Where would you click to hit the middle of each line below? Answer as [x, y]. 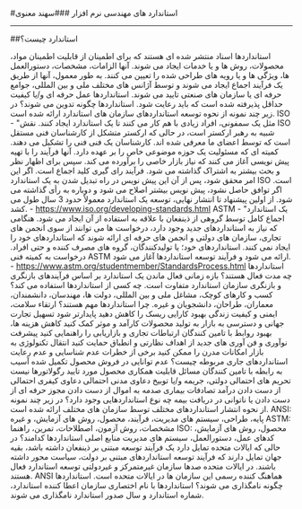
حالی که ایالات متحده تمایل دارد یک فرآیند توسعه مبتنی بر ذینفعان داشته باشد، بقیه [146, 447]
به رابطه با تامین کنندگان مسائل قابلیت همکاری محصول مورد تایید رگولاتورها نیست [147, 371]
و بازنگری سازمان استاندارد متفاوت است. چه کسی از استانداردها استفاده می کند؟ [146, 285]
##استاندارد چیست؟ [44, 39]
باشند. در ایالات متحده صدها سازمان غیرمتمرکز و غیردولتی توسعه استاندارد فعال [143, 466]
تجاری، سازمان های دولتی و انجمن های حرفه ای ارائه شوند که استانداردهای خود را [146, 237]
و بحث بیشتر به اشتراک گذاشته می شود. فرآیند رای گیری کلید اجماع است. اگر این [145, 171]
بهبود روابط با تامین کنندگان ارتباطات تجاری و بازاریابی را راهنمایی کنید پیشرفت [141, 333]
